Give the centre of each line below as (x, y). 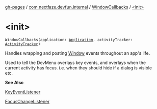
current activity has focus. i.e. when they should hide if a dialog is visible (78, 67)
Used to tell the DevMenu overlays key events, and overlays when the (76, 63)
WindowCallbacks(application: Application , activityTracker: (69, 40)
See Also (14, 82)
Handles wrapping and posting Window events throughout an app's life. (78, 53)
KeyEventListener (23, 92)
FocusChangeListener (27, 101)
